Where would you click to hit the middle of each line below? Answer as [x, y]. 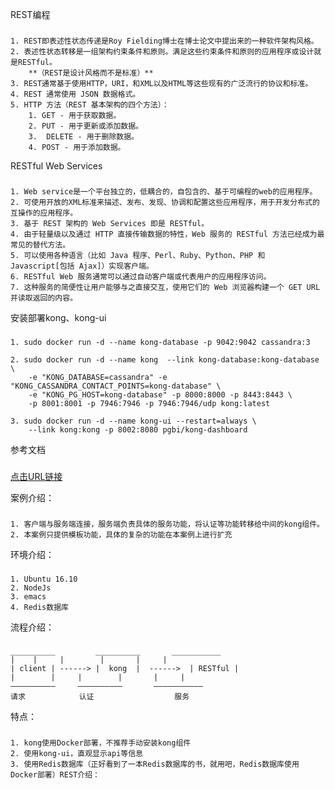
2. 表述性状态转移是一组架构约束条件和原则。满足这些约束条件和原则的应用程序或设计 [162, 51]
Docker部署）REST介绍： [55, 775]
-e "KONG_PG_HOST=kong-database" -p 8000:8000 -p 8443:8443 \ [160, 394]
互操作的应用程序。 [44, 213]
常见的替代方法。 [40, 244]
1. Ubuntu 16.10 [44, 579]
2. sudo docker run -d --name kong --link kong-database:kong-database [165, 359]
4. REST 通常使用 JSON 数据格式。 [75, 94]
